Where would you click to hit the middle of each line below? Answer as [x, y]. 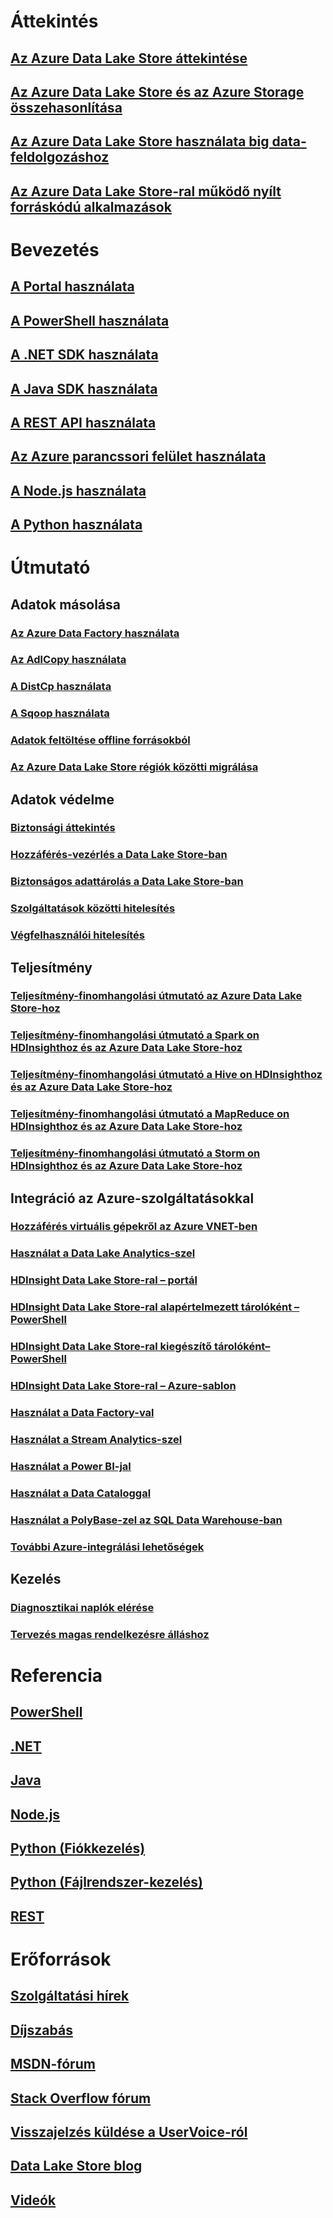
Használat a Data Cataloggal [81, 1493]
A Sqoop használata [60, 713]
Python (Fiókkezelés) [78, 1848]
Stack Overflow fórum [81, 2098]
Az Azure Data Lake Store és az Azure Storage [157, 91]
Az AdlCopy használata [68, 660]
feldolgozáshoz [60, 157]
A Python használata [76, 525]
